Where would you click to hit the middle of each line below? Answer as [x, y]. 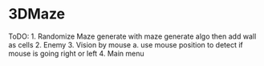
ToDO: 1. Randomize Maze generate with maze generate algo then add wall [132, 36]
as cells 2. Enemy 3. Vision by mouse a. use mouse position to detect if [126, 44]
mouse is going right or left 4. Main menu [76, 53]
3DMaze [37, 14]
